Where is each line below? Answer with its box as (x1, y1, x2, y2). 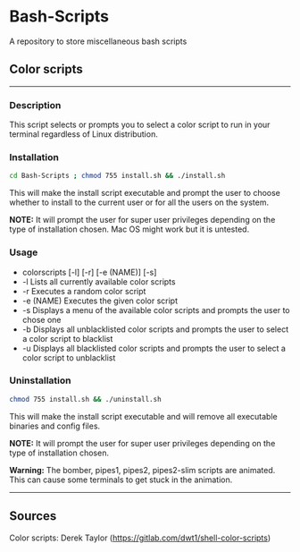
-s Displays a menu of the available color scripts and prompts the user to (21, 304, 290, 315)
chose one (21, 314, 62, 325)
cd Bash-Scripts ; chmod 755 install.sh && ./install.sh (9, 172, 226, 181)
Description (9, 98, 62, 111)
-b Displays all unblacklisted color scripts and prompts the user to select (21, 324, 288, 335)
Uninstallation (9, 374, 71, 386)
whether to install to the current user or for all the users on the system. (9, 197, 270, 208)
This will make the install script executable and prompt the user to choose (9, 188, 281, 199)
